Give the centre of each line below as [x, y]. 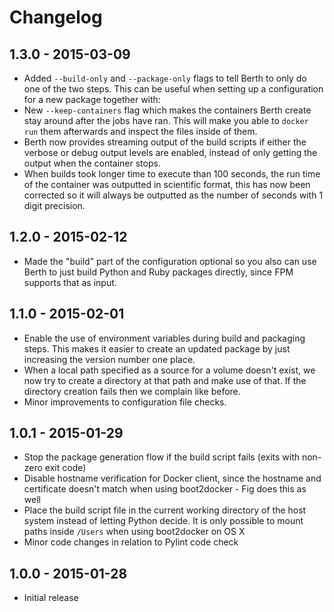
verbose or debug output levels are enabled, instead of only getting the [170, 152]
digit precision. [54, 205]
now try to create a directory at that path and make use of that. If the [165, 380]
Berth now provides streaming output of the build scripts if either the [165, 142]
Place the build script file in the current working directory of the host [165, 510]
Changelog [56, 17]
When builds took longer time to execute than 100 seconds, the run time [172, 174]
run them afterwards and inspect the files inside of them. [140, 131]
